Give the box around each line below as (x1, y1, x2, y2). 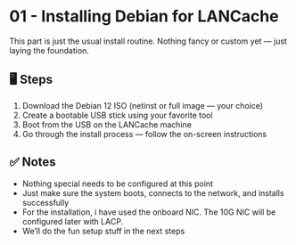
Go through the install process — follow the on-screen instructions (21, 128, 267, 139)
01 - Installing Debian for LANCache (9, 6, 279, 27)
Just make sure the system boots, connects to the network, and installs (21, 187, 284, 198)
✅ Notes (9, 154, 56, 170)
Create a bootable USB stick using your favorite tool (21, 110, 213, 120)
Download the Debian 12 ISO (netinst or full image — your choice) (21, 100, 264, 110)
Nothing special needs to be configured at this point (21, 178, 214, 189)
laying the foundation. (9, 45, 89, 55)
